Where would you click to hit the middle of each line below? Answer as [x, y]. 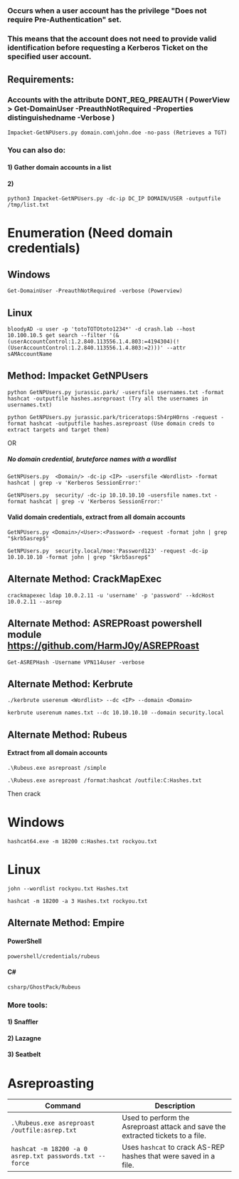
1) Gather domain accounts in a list [59, 168]
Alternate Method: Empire [66, 923]
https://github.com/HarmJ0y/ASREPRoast [103, 646]
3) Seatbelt [24, 1054]
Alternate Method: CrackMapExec [85, 579]
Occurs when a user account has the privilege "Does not [107, 11]
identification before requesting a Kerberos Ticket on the [108, 47]
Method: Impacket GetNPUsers [78, 376]
